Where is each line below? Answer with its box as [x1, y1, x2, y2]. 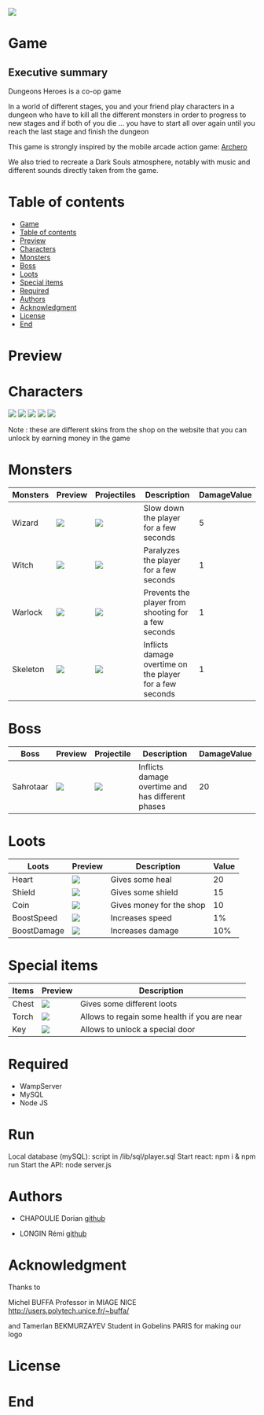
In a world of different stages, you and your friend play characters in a [8, 102, 235, 111]
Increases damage [110, 924, 179, 935]
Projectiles [94, 490, 136, 500]
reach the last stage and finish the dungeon [8, 127, 149, 136]
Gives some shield [110, 887, 178, 898]
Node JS [19, 1097, 49, 1108]
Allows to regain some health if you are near [79, 1011, 243, 1022]
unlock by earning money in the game [8, 433, 131, 443]
